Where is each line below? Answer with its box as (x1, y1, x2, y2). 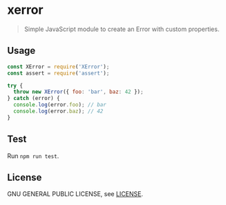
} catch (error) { (7, 95, 60, 102)
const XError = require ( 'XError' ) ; (7, 63, 110, 70)
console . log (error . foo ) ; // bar (13, 101, 107, 108)
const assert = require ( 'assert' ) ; (7, 70, 110, 77)
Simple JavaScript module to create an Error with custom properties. (23, 25, 220, 33)
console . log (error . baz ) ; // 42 (13, 108, 104, 115)
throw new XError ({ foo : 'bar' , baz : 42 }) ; (13, 88, 144, 95)
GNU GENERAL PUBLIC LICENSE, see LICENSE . (7, 190, 144, 198)
